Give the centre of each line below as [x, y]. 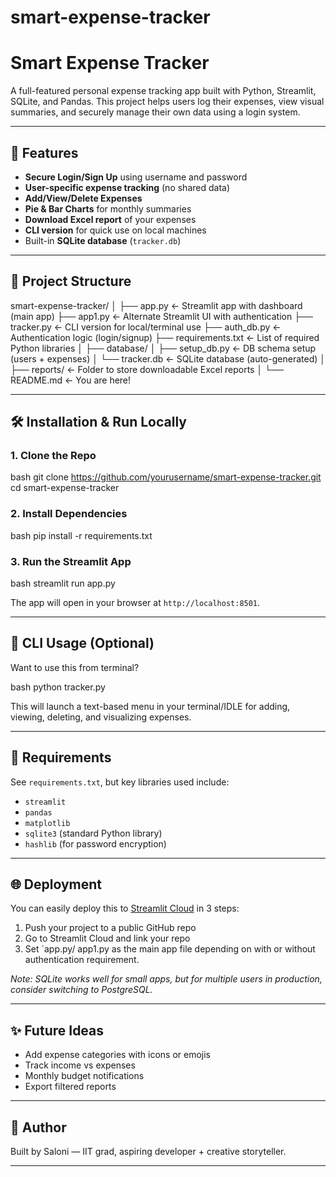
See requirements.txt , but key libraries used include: [120, 782]
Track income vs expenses [80, 1065]
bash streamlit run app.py [63, 583]
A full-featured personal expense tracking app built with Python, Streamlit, [163, 91]
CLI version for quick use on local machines [115, 230]
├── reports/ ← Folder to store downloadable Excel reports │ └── [147, 369]
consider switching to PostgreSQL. [81, 990]
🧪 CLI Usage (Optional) [82, 643]
